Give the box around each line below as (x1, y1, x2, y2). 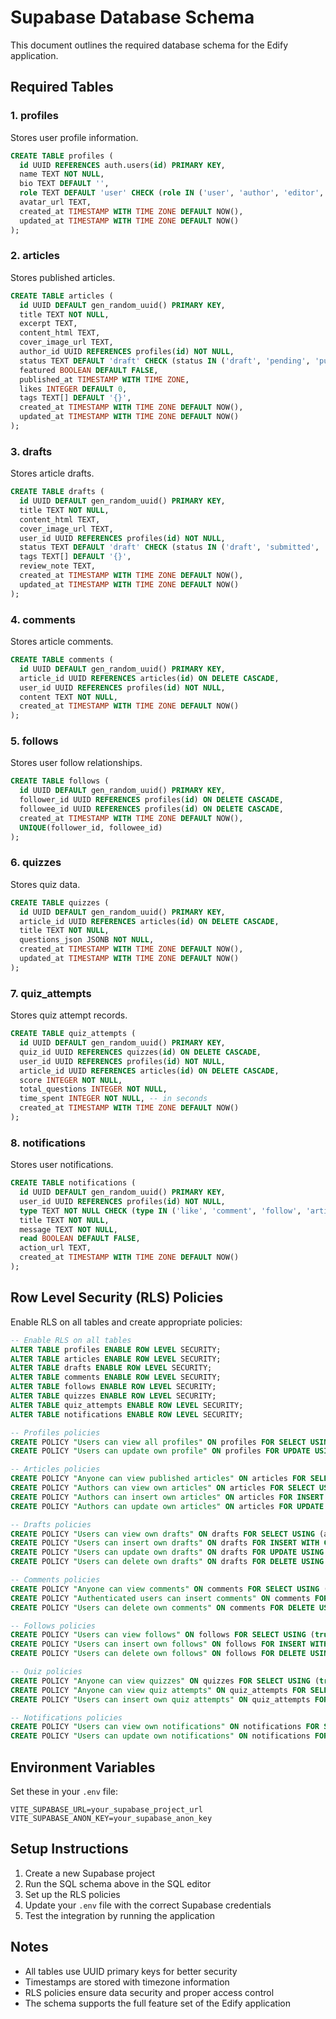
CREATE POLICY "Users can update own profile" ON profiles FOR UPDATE (10, 1446, 311, 1456)
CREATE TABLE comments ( (10, 655, 114, 665)
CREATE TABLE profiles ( (10, 151, 114, 161)
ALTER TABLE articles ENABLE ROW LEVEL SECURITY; (10, 1354, 222, 1364)
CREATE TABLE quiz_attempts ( (10, 1029, 137, 1039)
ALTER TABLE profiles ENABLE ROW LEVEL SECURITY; (10, 1344, 222, 1355)
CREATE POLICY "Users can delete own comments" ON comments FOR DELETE (10, 1602, 315, 1613)
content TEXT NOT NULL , (19, 692, 118, 702)
